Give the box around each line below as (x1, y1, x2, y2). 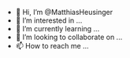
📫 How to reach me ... (15, 42, 89, 50)
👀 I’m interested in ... (15, 16, 83, 25)
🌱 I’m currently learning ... (15, 24, 100, 33)
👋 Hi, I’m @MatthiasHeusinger (15, 8, 113, 16)
